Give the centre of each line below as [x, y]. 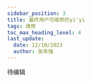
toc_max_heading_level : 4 [44, 32]
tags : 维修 [22, 26]
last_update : [26, 39]
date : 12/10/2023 [38, 45]
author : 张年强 [33, 52]
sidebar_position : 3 [37, 13]
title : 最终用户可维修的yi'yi [46, 20]
